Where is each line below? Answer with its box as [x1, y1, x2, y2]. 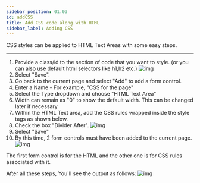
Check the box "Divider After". [14, 122, 89, 129]
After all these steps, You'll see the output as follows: [6, 170, 136, 177]
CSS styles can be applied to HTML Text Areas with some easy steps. [6, 42, 177, 49]
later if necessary [14, 103, 58, 110]
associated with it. [6, 159, 51, 166]
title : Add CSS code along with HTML [6, 20, 100, 26]
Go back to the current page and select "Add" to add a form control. [14, 78, 182, 85]
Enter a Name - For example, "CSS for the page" [14, 84, 134, 91]
